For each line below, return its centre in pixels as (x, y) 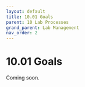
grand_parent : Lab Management (43, 28)
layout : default (26, 11)
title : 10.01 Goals (30, 17)
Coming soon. (23, 78)
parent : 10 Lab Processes (37, 22)
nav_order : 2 (22, 33)
